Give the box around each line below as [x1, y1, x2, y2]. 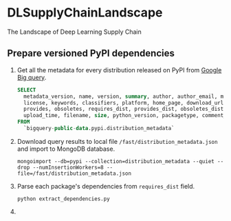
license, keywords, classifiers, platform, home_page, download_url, [23, 99, 227, 106]
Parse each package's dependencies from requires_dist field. [16, 182, 195, 190]
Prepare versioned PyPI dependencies [7, 48, 175, 59]
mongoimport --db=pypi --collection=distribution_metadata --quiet [16, 158, 214, 165]
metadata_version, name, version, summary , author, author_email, [23, 93, 218, 100]
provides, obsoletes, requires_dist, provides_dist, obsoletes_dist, [23, 105, 227, 113]
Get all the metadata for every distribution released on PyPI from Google [16, 65, 222, 74]
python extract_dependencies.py [16, 195, 110, 202]
